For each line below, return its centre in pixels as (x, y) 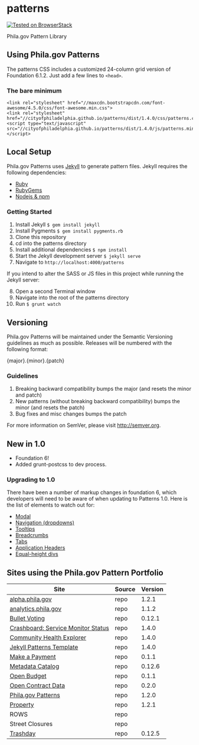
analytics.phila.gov (35, 609)
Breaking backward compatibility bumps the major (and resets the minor (103, 389)
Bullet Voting (27, 619)
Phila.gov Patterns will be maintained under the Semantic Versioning (90, 336)
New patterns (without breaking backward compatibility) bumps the (97, 401)
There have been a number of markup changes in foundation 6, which (92, 492)
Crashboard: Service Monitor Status (59, 628)
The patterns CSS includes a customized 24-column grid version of (89, 69)
